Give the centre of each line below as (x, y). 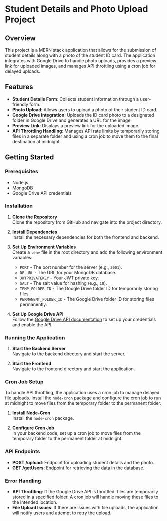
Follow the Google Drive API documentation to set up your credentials (84, 319)
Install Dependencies (35, 232)
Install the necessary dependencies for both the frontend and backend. (85, 237)
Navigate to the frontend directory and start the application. (74, 369)
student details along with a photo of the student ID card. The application (80, 55)
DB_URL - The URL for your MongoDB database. (68, 272)
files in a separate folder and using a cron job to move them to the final (85, 136)
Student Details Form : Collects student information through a (75, 99)
